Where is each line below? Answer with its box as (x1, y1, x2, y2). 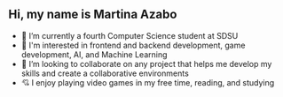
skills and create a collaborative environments (20, 68, 190, 78)
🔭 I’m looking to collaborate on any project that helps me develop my (20, 58, 272, 69)
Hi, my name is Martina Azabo (8, 7, 177, 22)
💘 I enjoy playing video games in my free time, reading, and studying (20, 77, 275, 87)
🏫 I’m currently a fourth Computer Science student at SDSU (20, 30, 239, 41)
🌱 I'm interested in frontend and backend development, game (20, 40, 246, 50)
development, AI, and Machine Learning (20, 48, 168, 60)
